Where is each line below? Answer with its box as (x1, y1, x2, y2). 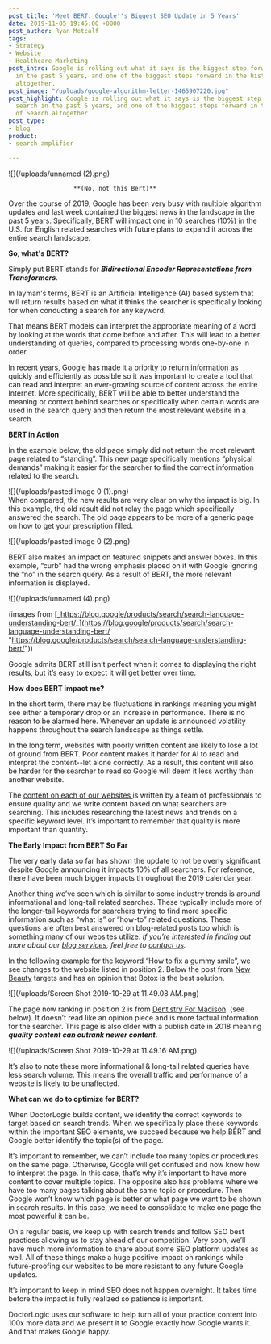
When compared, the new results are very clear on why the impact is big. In (8, 495, 260, 505)
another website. (8, 774, 65, 784)
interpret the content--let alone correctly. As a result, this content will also (8, 757, 254, 767)
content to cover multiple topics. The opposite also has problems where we (8, 1176, 259, 1187)
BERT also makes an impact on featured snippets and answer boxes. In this (8, 552, 258, 562)
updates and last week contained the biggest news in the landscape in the (8, 207, 256, 216)
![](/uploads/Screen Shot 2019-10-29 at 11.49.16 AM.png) (8, 1045, 198, 1055)
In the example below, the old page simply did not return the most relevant (8, 445, 256, 454)
